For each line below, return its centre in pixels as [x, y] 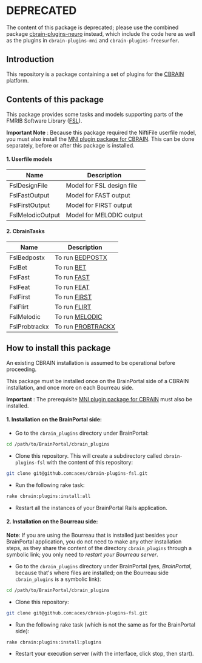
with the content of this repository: [90, 462]
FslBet [18, 267]
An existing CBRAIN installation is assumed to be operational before [91, 362]
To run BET [71, 267]
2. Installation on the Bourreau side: [52, 522]
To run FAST [72, 277]
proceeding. [22, 369]
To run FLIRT [73, 307]
